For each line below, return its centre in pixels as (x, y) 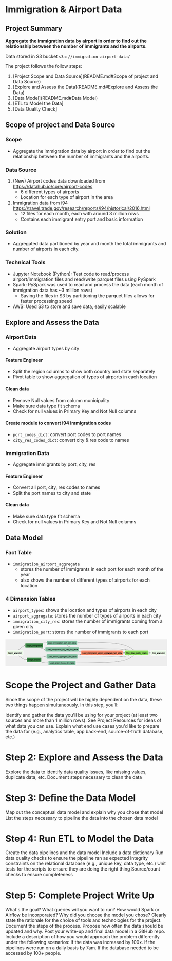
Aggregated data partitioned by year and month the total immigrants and (89, 244)
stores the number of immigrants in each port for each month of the (92, 569)
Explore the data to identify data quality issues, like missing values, (76, 772)
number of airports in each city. (46, 249)
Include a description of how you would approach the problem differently (83, 937)
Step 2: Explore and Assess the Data (84, 757)
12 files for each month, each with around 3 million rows (80, 213)
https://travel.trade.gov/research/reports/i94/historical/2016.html (81, 208)
